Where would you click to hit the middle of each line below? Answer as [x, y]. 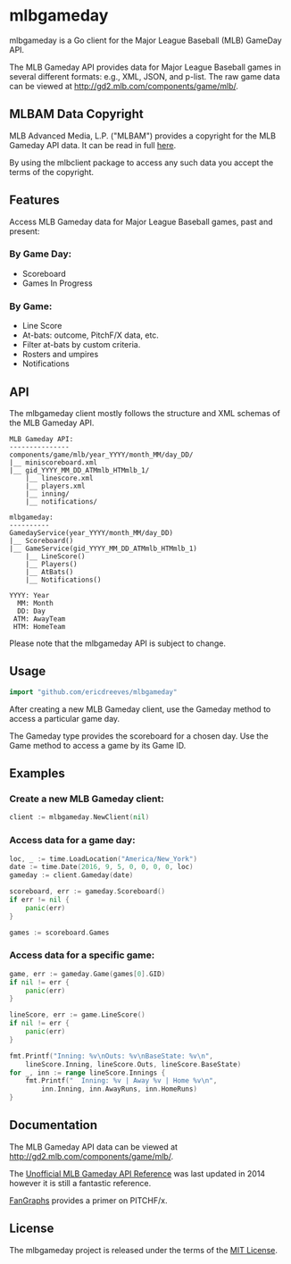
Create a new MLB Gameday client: [87, 799]
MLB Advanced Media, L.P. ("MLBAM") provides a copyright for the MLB [143, 136]
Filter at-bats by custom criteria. [81, 345]
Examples [37, 774]
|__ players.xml [56, 486]
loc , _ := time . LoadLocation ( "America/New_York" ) [104, 858]
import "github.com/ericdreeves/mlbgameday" [93, 692]
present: [25, 231]
